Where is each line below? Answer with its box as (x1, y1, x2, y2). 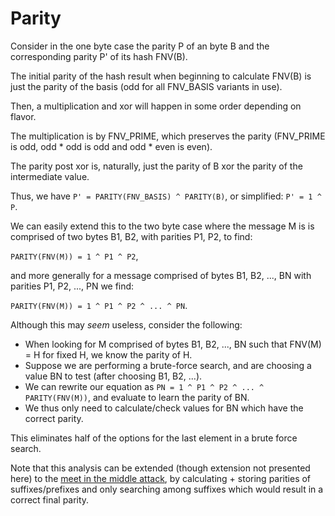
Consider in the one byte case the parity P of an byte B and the (10, 40, 270, 52)
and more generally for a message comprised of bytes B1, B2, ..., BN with (10, 269, 312, 281)
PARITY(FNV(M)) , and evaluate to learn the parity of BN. (24, 391, 250, 403)
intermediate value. (10, 170, 90, 182)
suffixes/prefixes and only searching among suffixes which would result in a (10, 483, 324, 495)
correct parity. (24, 412, 84, 424)
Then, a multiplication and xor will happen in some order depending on (10, 100, 302, 112)
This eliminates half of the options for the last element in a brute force (10, 432, 298, 444)
